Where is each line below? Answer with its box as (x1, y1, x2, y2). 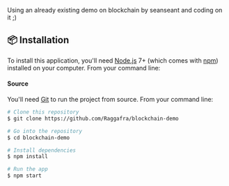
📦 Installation (7, 34, 70, 46)
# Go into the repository (7, 127, 82, 134)
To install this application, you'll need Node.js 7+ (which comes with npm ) (7, 56, 219, 65)
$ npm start (7, 172, 42, 180)
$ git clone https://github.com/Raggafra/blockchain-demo (7, 115, 179, 122)
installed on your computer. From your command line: (7, 63, 161, 72)
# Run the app (7, 166, 49, 173)
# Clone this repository (7, 109, 79, 116)
